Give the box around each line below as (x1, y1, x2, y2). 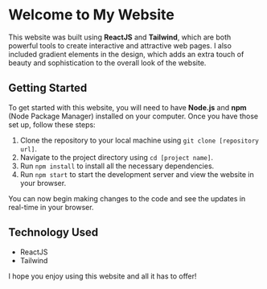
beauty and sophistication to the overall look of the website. (8, 58, 207, 68)
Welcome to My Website (8, 6, 175, 24)
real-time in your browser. (8, 202, 94, 212)
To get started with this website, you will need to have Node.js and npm (8, 102, 247, 112)
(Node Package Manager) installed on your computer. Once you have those (8, 111, 259, 121)
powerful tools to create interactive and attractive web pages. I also (8, 40, 232, 50)
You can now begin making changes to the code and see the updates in (8, 193, 246, 203)
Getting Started (8, 81, 88, 95)
